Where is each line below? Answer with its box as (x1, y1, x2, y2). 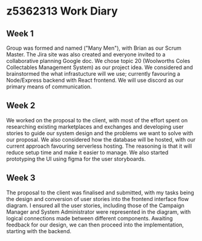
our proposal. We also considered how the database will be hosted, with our (6, 136, 196, 143)
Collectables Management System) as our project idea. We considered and (6, 64, 194, 71)
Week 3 (6, 173, 36, 183)
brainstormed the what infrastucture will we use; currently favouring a (6, 70, 180, 77)
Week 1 (6, 28, 34, 39)
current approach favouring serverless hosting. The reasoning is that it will (6, 142, 192, 150)
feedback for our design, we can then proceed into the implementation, (6, 221, 184, 228)
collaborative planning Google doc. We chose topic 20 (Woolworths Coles (6, 58, 191, 64)
